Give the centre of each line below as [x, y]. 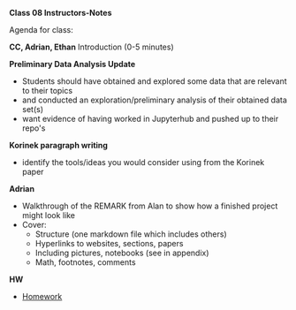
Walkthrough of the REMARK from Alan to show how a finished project [150, 206]
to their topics [47, 91]
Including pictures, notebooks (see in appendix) [122, 253]
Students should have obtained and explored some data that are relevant [154, 81]
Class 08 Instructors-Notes [61, 13]
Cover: [34, 225]
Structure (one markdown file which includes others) [131, 234]
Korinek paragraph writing [59, 145]
